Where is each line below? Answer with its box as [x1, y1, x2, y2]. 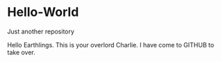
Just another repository [7, 27, 75, 36]
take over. [7, 48, 36, 56]
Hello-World [7, 4, 79, 20]
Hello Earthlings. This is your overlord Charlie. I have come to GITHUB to [7, 40, 214, 49]
